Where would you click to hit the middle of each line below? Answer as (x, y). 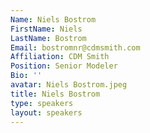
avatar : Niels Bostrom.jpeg (69, 85)
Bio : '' (26, 76)
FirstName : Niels (46, 29)
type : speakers (42, 103)
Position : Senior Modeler (64, 66)
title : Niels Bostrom (55, 94)
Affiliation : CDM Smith (60, 57)
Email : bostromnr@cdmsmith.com (75, 47)
